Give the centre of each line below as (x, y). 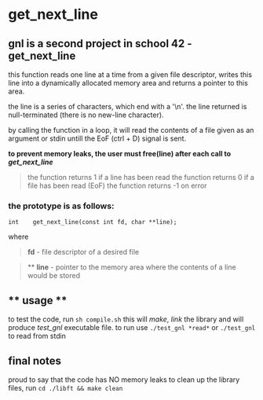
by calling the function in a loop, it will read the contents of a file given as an (131, 130)
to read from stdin (37, 336)
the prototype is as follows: (61, 206)
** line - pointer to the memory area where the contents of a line (132, 267)
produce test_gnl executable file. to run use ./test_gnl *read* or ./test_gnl (132, 328)
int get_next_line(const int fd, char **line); (93, 222)
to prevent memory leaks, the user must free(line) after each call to (120, 154)
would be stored (54, 276)
